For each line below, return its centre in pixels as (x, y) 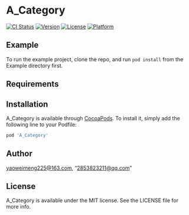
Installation (27, 104)
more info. (19, 207)
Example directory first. (34, 65)
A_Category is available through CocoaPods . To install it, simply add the (93, 118)
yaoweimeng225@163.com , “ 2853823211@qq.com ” (69, 168)
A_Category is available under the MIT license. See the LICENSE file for (92, 200)
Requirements (32, 84)
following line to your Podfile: (42, 124)
